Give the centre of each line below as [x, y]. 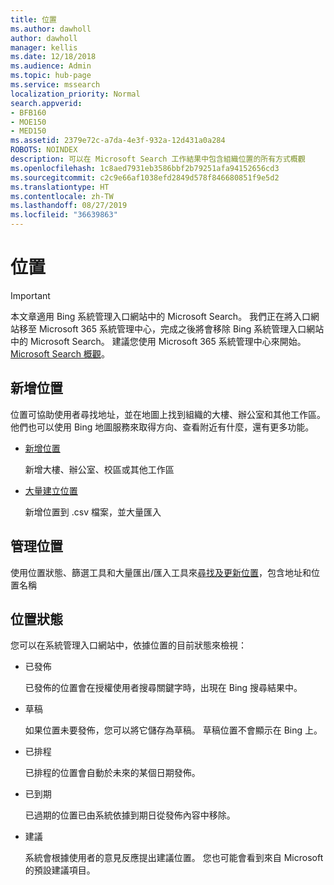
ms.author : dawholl [51, 29]
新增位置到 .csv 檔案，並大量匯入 [93, 512]
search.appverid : [46, 103]
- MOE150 [28, 122]
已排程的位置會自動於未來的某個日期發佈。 [112, 773]
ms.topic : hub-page [51, 76]
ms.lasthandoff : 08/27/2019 [69, 206]
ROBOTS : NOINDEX [44, 150]
